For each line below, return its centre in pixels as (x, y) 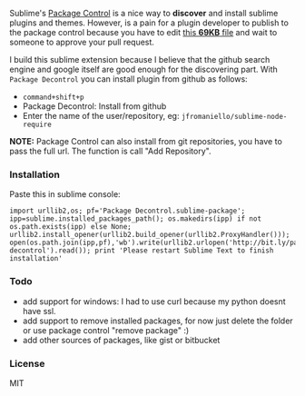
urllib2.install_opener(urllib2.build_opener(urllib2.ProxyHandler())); (150, 235)
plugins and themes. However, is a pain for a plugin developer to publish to (149, 23)
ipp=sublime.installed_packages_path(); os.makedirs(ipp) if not (135, 219)
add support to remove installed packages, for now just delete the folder (157, 321)
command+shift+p (53, 97)
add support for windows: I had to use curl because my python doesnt (154, 301)
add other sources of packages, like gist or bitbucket (121, 340)
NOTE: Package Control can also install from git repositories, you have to (146, 141)
